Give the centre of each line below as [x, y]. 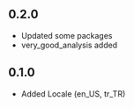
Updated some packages [67, 35]
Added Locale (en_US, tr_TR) [73, 94]
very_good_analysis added [69, 45]
